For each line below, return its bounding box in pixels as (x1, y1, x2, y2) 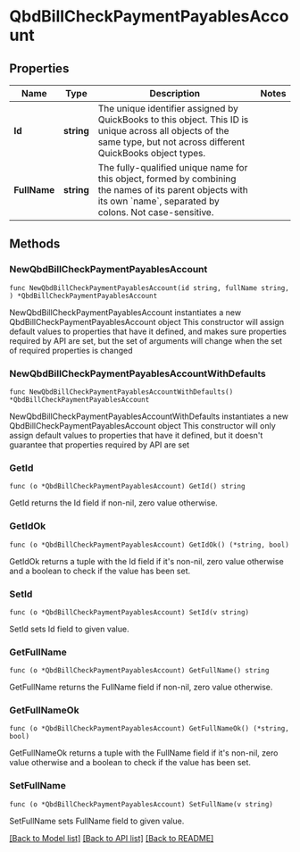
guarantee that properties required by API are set (9, 439, 190, 450)
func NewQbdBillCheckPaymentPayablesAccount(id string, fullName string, (9, 283, 290, 292)
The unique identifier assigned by (97, 103, 238, 114)
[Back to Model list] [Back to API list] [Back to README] (9, 832, 214, 843)
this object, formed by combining (97, 172, 237, 185)
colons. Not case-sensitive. (97, 206, 214, 218)
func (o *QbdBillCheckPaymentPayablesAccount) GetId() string (9, 482, 246, 491)
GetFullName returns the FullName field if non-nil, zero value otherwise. (9, 681, 273, 693)
